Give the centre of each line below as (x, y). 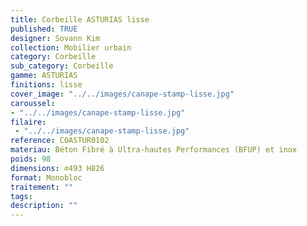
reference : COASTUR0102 (60, 141)
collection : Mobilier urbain (71, 47)
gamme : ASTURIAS (44, 76)
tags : (21, 196)
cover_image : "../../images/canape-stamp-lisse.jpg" (122, 94)
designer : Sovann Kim (55, 38)
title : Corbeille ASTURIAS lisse (80, 19)
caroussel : (33, 103)
